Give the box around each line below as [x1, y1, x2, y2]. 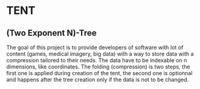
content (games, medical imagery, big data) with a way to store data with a [6, 50, 194, 58]
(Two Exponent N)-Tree [6, 28, 97, 38]
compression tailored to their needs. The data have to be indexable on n [6, 57, 187, 64]
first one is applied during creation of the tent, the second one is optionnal [6, 70, 193, 76]
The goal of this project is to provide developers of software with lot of [6, 44, 184, 51]
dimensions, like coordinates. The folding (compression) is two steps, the [6, 63, 190, 70]
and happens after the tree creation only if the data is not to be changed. [6, 76, 189, 83]
